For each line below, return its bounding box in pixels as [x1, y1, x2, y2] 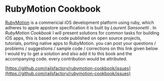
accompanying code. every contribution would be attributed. [5, 56, 128, 61]
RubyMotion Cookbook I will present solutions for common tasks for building [5, 30, 160, 36]
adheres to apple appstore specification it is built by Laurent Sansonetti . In [5, 24, 157, 30]
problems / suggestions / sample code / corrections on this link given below [5, 45, 158, 51]
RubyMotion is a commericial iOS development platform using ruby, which [5, 20, 154, 25]
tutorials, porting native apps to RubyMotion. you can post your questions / [5, 40, 156, 46]
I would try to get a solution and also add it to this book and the [5, 50, 132, 57]
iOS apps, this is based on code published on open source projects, [5, 35, 142, 41]
